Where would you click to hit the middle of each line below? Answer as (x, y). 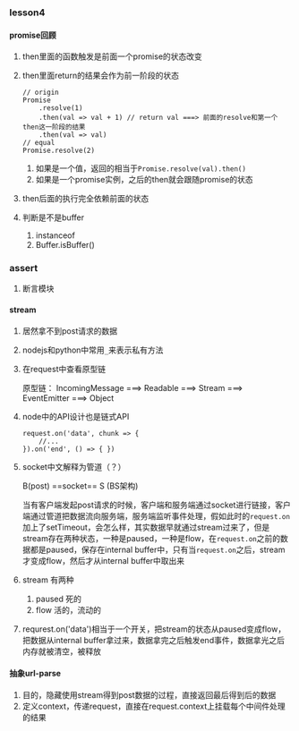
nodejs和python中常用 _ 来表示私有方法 (93, 350)
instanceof (56, 235)
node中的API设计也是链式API (76, 416)
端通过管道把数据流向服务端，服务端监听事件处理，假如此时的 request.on (156, 515)
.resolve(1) (61, 108)
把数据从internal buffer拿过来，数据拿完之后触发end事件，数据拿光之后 (153, 640)
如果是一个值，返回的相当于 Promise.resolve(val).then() (141, 168)
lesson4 (27, 13)
